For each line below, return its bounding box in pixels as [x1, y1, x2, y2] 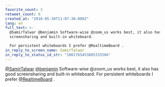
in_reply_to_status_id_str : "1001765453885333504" [5, 52, 111, 57]
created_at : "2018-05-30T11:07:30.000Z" [5, 16, 89, 21]
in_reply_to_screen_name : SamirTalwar [5, 47, 84, 53]
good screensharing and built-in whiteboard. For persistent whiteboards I [5, 71, 153, 77]
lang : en [5, 21, 23, 26]
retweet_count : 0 [5, 12, 41, 17]
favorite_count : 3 [5, 7, 43, 12]
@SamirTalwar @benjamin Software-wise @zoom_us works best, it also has [5, 65, 159, 71]
